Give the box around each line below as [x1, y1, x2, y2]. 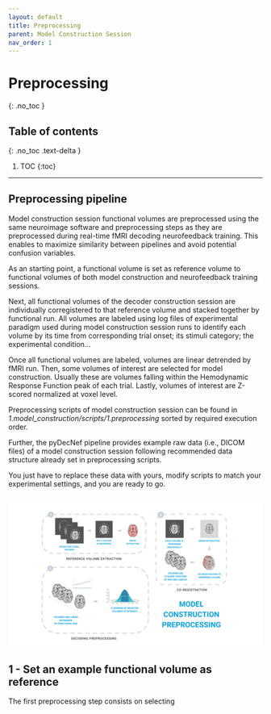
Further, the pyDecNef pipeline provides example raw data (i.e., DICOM [8, 437, 245, 447]
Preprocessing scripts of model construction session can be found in [8, 404, 238, 415]
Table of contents [8, 124, 98, 138]
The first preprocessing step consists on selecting [8, 696, 175, 706]
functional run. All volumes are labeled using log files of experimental [8, 313, 238, 323]
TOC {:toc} [19, 161, 56, 171]
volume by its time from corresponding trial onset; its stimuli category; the [8, 331, 254, 340]
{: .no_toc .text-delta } [8, 146, 81, 155]
